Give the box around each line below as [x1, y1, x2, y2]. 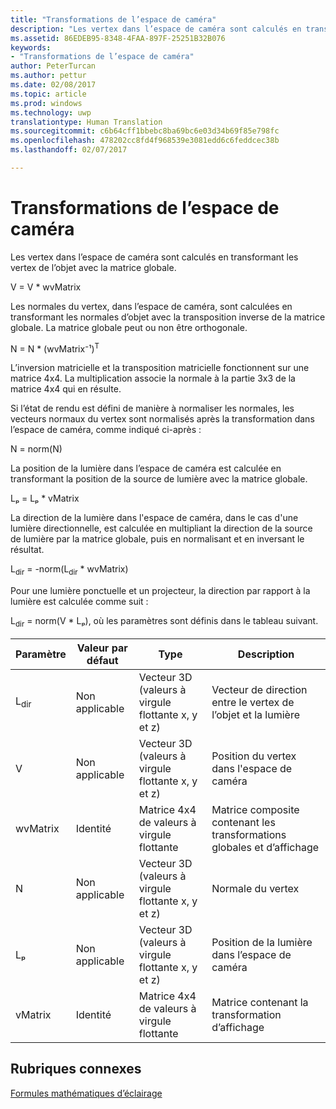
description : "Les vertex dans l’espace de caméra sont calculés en [10, 24, 302, 34]
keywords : [10, 42, 52, 53]
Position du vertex [211, 749, 297, 763]
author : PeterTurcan [10, 61, 97, 71]
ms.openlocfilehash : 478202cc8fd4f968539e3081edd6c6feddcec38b [10, 136, 280, 146]
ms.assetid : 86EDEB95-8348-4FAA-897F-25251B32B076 [10, 33, 226, 43]
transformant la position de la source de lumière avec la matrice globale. [10, 473, 308, 485]
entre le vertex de [211, 696, 295, 710]
